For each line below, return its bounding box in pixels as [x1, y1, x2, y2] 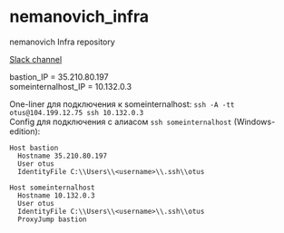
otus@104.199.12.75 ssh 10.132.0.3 [9, 108, 144, 117]
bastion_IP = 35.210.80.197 [9, 71, 109, 83]
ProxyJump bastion [17, 215, 88, 224]
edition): [9, 125, 41, 137]
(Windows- [233, 116, 276, 127]
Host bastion [9, 143, 59, 152]
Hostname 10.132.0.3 [17, 190, 95, 200]
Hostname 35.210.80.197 [17, 151, 107, 160]
